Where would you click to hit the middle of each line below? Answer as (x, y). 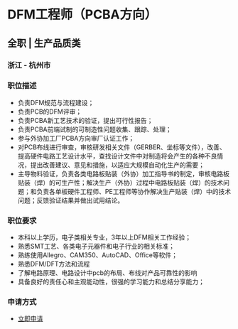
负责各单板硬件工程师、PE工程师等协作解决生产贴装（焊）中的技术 (134, 191)
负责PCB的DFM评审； (50, 112)
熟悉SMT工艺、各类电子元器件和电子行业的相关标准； (96, 247)
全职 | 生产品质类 (44, 43)
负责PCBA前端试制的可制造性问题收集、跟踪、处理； (94, 129)
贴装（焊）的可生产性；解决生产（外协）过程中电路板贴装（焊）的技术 (120, 183)
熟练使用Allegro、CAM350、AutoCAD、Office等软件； (98, 255)
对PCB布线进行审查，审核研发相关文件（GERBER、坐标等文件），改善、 (121, 147)
